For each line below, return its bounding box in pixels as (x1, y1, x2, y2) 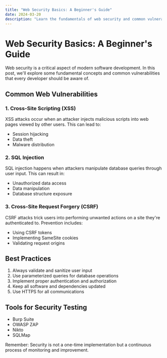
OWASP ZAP (12, 322, 39, 328)
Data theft (12, 136, 33, 142)
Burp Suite (12, 316, 34, 322)
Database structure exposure (12, 191, 73, 197)
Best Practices (5, 254, 51, 263)
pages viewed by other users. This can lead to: (5, 121, 101, 127)
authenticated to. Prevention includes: (5, 220, 83, 226)
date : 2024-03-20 (5, 12, 41, 17)
